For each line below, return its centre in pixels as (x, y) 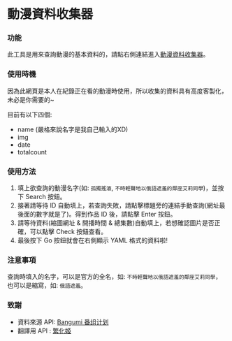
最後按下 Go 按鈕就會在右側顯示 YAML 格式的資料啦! (93, 240)
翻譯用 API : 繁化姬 (44, 331)
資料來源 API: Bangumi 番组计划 (63, 321)
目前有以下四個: (30, 114)
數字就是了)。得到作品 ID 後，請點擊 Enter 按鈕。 (106, 215)
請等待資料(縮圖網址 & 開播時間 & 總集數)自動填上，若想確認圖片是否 (116, 223)
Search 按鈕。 (46, 197)
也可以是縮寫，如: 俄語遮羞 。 (47, 285)
